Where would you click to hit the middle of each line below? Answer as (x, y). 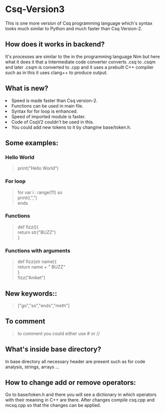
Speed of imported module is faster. (49, 116)
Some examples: (32, 143)
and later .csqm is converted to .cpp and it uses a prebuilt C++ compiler (79, 67)
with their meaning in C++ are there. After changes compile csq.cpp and (80, 400)
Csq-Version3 (35, 9)
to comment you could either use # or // (59, 334)
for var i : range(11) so (40, 192)
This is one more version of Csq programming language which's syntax (79, 23)
